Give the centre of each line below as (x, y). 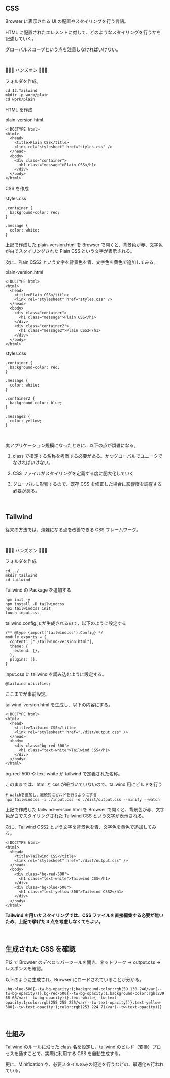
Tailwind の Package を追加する (38, 590)
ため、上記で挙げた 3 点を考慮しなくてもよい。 (54, 921)
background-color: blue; (36, 403)
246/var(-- (151, 989)
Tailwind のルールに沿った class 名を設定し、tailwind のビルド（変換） (79, 1047)
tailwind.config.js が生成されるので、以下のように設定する (66, 623)
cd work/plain (20, 99)
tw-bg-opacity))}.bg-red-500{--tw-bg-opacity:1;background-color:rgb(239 (85, 994)
